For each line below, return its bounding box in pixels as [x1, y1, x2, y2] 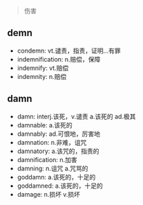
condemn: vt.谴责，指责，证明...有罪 [17, 46, 121, 55]
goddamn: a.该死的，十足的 [17, 172, 96, 181]
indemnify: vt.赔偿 [17, 64, 69, 72]
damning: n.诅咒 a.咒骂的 [17, 164, 88, 172]
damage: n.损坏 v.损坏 [17, 190, 81, 198]
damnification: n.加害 [17, 155, 77, 163]
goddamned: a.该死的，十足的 [17, 181, 103, 190]
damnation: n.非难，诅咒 [17, 138, 87, 146]
